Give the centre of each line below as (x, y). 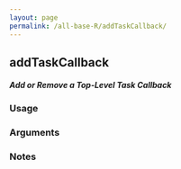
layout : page (34, 18)
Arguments (35, 133)
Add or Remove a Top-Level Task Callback (90, 85)
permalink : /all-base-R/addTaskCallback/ (88, 26)
